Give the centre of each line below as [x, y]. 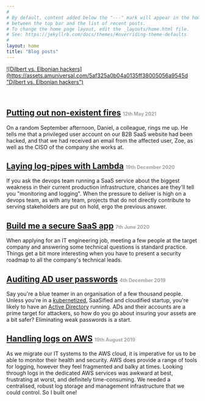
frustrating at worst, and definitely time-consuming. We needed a [88, 379]
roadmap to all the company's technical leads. [64, 260]
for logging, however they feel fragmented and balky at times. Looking [95, 366]
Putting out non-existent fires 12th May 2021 [81, 113]
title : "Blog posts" [33, 52]
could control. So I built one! [42, 392]
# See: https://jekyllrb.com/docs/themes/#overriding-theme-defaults [97, 35]
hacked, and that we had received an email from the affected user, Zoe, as [100, 140]
